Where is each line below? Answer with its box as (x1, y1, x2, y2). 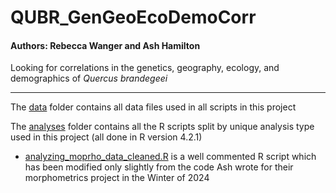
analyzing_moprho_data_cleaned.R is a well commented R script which (24, 151, 317, 163)
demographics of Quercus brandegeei (10, 72, 168, 85)
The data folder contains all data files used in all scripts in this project (10, 101, 297, 113)
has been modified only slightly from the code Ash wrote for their (24, 161, 294, 173)
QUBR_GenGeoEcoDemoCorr (10, 6, 257, 29)
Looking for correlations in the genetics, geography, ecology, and (10, 62, 280, 74)
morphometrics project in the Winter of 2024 (24, 172, 210, 184)
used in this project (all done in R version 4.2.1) (10, 131, 203, 143)
